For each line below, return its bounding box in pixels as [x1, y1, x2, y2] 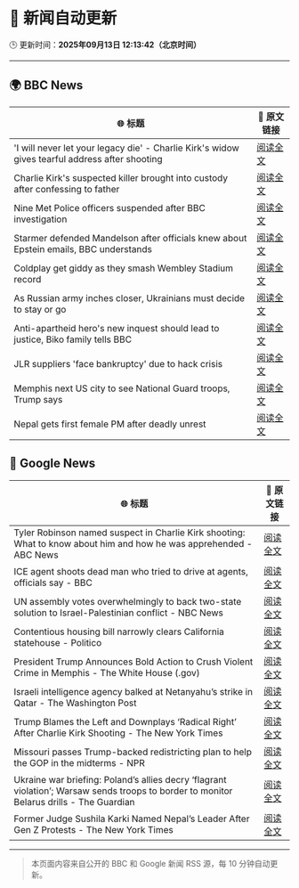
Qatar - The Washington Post [13, 697, 137, 709]
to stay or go [13, 303, 67, 315]
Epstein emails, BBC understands [13, 242, 153, 255]
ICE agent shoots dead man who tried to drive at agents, [13, 565, 249, 577]
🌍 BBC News [9, 77, 84, 94]
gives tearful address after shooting [13, 152, 163, 165]
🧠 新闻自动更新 [9, 8, 117, 29]
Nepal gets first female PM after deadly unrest [13, 418, 206, 430]
